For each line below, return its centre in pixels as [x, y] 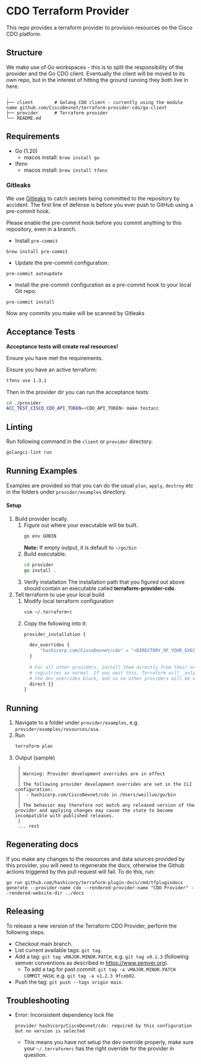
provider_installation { [55, 634]
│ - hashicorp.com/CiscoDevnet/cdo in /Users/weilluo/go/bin [97, 795]
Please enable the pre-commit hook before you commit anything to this [94, 222]
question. [35, 1055]
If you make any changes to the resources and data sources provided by [95, 859]
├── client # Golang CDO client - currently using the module [95, 102]
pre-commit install [31, 302]
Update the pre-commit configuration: [62, 263]
